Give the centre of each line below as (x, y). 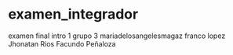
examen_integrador (73, 14)
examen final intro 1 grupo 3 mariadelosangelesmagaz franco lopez (117, 36)
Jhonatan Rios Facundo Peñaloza (62, 43)
